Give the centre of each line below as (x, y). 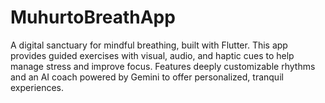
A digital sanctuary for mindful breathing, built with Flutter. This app (149, 45)
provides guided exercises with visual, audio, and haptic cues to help (152, 55)
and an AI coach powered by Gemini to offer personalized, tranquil (147, 77)
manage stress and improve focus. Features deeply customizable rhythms (163, 66)
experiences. (37, 87)
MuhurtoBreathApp (93, 17)
